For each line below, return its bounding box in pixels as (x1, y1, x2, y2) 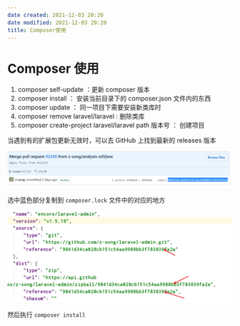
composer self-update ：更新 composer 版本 (17, 86, 150, 94)
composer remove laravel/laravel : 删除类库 (17, 112, 145, 121)
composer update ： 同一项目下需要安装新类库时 (17, 103, 161, 112)
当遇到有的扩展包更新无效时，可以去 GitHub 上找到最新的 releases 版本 (7, 136, 216, 145)
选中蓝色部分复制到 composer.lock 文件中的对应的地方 (7, 196, 166, 204)
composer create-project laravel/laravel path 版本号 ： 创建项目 (17, 121, 205, 130)
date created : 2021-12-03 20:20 (7, 11, 104, 19)
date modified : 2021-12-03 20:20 (7, 19, 107, 26)
